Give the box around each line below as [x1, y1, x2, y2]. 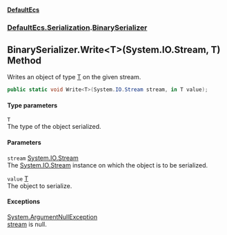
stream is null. [7, 220, 47, 228]
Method [7, 54, 42, 66]
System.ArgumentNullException [7, 212, 98, 221]
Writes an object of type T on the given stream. [7, 73, 141, 81]
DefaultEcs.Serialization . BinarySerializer [7, 23, 148, 32]
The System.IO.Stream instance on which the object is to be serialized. [7, 161, 208, 169]
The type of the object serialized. [7, 123, 101, 131]
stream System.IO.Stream [7, 154, 79, 162]
